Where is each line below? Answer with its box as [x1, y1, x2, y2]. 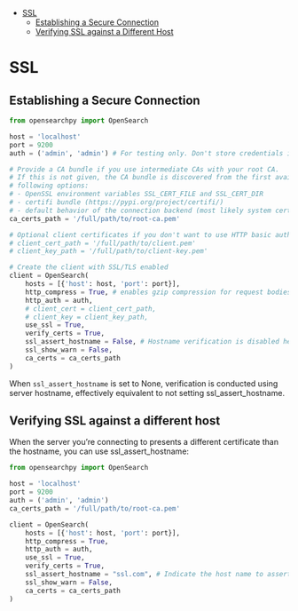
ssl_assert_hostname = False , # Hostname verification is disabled [25, 337, 279, 346]
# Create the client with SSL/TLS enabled [9, 263, 169, 272]
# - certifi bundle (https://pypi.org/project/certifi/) [9, 198, 224, 207]
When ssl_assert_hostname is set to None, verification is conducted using [9, 377, 278, 389]
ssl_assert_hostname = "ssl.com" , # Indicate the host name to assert [25, 570, 292, 579]
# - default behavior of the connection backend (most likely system [9, 206, 272, 215]
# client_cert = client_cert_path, [25, 304, 157, 313]
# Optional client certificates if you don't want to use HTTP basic [9, 230, 272, 239]
